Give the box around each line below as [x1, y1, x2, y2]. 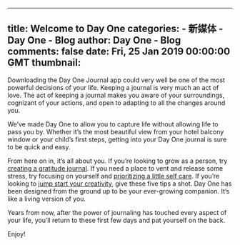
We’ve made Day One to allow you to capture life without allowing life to [7, 119, 219, 129]
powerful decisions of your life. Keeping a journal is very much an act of [7, 83, 219, 91]
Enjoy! [7, 229, 26, 238]
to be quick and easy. [7, 142, 71, 151]
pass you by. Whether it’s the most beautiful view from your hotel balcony [7, 127, 224, 136]
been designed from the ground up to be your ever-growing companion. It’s [7, 186, 230, 195]
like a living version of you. [7, 194, 86, 203]
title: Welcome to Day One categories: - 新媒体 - [7, 23, 224, 35]
